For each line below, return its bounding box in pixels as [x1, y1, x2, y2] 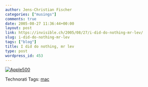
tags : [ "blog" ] [5, 40, 37, 44]
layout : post [5, 26, 32, 31]
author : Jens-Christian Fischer [5, 7, 72, 12]
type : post [5, 48, 28, 53]
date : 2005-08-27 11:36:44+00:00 [5, 21, 74, 26]
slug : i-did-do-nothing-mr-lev [5, 35, 70, 40]
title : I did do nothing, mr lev [5, 44, 74, 49]
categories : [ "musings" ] [5, 12, 57, 17]
